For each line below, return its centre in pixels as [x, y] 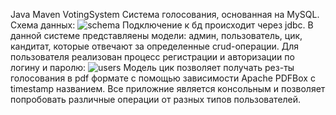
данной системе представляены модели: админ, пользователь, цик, [156, 35]
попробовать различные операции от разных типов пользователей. [156, 99]
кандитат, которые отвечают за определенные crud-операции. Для [154, 46]
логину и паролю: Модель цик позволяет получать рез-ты [152, 67]
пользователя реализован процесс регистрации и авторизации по [152, 57]
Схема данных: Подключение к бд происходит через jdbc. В [162, 25]
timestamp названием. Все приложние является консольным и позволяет [168, 88]
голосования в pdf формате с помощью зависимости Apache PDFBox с [163, 78]
